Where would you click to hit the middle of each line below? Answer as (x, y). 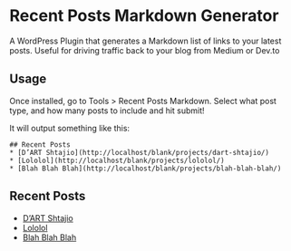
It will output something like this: (69, 128)
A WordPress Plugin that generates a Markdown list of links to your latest (145, 41)
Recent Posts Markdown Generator (144, 16)
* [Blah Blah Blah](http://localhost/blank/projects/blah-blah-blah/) (145, 169)
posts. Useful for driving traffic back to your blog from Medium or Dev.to (145, 50)
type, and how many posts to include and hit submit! (107, 111)
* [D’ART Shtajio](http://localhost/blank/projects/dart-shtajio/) (140, 152)
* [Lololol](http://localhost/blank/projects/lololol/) (117, 160)
